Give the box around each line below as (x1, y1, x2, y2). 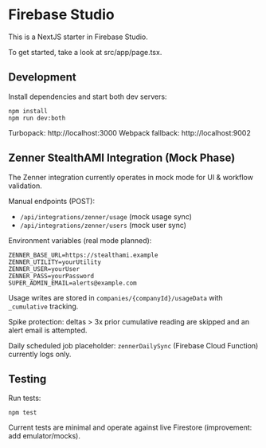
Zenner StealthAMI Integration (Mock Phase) (8, 151, 236, 165)
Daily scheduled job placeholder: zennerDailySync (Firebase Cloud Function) (8, 340, 259, 350)
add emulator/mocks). (8, 431, 81, 441)
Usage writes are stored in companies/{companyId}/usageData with (8, 293, 223, 302)
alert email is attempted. (8, 325, 88, 335)
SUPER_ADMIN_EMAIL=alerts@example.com (8, 279, 137, 287)
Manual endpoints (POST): (8, 196, 96, 206)
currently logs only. (8, 349, 72, 359)
